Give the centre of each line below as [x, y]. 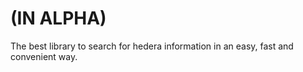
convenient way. [44, 56]
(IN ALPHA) [58, 18]
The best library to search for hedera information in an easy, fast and [152, 46]
